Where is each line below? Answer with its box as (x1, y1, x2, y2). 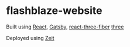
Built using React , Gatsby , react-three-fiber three (6, 23, 124, 30)
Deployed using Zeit (6, 34, 54, 41)
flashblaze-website (6, 4, 102, 17)
